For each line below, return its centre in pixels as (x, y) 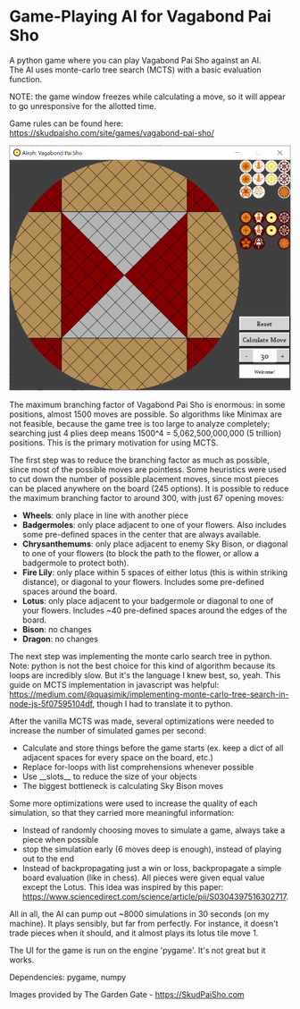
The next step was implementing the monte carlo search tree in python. (141, 656)
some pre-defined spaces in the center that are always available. (142, 534)
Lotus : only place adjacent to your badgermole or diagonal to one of (148, 600)
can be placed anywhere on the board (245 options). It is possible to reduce (149, 488)
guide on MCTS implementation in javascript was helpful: (114, 684)
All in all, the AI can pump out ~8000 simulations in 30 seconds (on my (139, 913)
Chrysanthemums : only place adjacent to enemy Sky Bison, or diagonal (155, 544)
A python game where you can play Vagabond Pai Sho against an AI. (135, 60)
